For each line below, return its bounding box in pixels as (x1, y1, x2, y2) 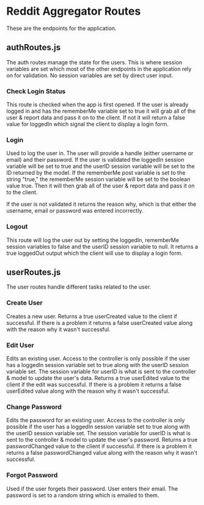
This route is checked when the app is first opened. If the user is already (6, 101, 189, 108)
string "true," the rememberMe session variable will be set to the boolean (6, 176, 191, 183)
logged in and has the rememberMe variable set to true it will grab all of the (6, 107, 196, 115)
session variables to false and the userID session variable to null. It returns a (6, 243, 199, 250)
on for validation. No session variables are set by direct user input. (6, 72, 173, 79)
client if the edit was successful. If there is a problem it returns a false (6, 381, 182, 389)
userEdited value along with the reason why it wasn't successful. (6, 387, 170, 395)
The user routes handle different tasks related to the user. (6, 283, 151, 290)
